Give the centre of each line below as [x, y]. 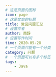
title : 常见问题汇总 [24, 24]
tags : [11, 62]
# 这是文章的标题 [20, 19]
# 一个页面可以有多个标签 [28, 57]
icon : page [16, 15]
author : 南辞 [18, 33]
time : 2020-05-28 [23, 43]
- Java [21, 66]
